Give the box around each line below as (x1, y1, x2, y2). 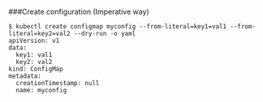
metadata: (8, 72, 42, 80)
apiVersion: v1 (8, 36, 60, 45)
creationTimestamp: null (15, 79, 100, 87)
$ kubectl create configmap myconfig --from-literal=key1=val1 (8, 23, 227, 31)
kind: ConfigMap (8, 65, 63, 73)
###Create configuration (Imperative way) (8, 7, 150, 16)
